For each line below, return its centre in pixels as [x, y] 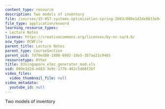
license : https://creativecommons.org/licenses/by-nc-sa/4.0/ [70, 37]
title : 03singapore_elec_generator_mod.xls [50, 64]
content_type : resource [29, 10]
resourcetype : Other [26, 60]
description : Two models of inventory [45, 14]
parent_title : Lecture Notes [35, 46]
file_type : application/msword [37, 23]
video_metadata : [22, 82]
